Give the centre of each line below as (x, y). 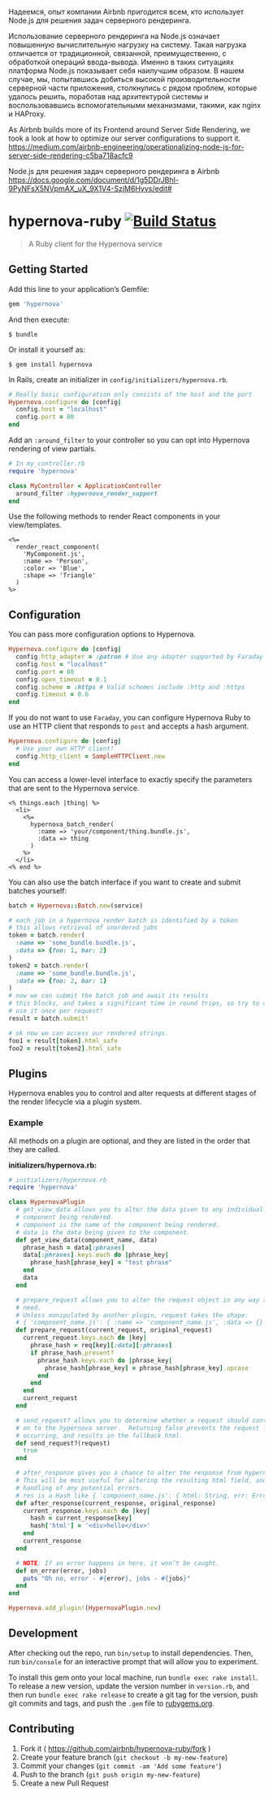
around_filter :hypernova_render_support (87, 494)
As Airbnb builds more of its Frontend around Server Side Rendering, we (129, 130)
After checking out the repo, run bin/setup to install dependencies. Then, (131, 1653)
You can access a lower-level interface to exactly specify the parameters (130, 779)
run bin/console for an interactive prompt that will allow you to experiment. (133, 1661)
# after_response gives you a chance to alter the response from (129, 1473)
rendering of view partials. (52, 449)
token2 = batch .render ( (49, 965)
